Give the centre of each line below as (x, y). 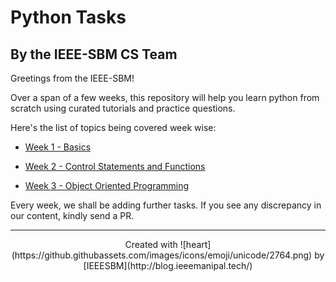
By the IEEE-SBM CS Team (94, 54)
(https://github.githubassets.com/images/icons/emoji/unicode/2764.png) (162, 255)
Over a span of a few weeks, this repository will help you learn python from (165, 97)
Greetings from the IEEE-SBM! (72, 78)
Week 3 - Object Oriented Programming (107, 185)
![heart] (195, 244)
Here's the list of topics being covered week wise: (113, 127)
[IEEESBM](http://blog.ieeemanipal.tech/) (168, 265)
